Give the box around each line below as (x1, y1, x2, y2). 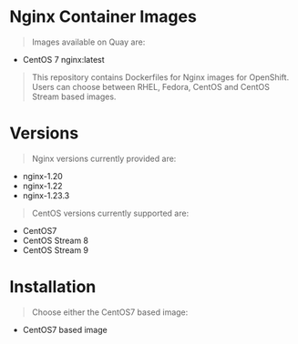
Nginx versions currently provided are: (31, 153, 177, 164)
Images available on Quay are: (31, 36, 146, 47)
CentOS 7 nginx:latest (22, 54, 105, 65)
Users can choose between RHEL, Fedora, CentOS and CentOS (31, 81, 271, 92)
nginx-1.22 (22, 180, 63, 191)
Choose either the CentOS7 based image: (31, 307, 189, 318)
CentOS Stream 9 (22, 244, 89, 256)
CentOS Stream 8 (22, 235, 89, 246)
